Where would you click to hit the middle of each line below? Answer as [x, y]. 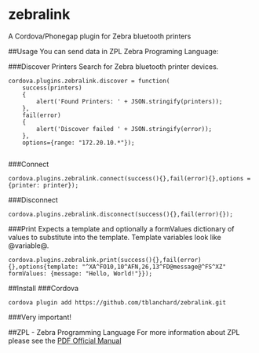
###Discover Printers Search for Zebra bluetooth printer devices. [113, 66]
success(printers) [52, 88]
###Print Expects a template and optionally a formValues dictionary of [121, 228]
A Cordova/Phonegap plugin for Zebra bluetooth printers [100, 36]
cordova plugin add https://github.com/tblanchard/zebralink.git [117, 302]
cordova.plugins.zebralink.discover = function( [89, 81]
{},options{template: [44, 267]
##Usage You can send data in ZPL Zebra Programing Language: [113, 51]
